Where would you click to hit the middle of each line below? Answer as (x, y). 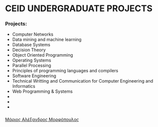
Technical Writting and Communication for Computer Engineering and (83, 81)
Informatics (24, 86)
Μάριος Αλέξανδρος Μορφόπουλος (42, 119)
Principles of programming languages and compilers (65, 71)
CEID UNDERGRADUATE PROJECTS (79, 9)
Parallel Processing (32, 65)
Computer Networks (33, 34)
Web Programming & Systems (42, 91)
